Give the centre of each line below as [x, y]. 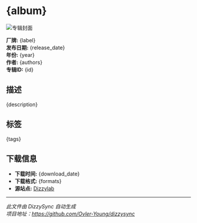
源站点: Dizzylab [34, 188]
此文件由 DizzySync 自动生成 [41, 207]
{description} [22, 104]
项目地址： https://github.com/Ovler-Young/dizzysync [71, 214]
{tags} [14, 138]
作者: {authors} [24, 62]
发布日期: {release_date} [36, 48]
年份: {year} [21, 55]
